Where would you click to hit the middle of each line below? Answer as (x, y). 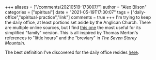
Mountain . (15, 43)
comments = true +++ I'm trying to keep (111, 17)
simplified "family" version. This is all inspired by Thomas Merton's (72, 33)
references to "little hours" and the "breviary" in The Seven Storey (71, 38)
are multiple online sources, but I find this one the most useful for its (73, 28)
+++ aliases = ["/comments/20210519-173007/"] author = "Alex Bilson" (76, 7)
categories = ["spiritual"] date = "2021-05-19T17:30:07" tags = (67, 12)
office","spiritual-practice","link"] (38, 17)
